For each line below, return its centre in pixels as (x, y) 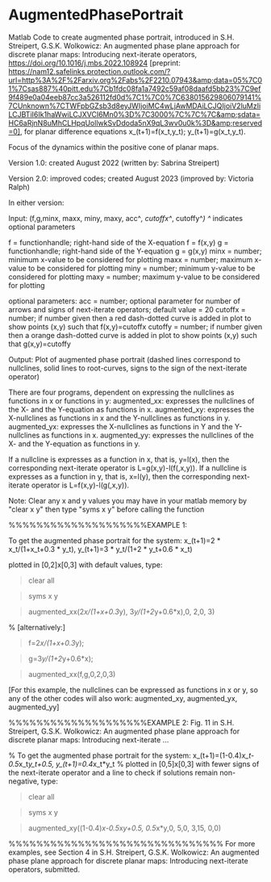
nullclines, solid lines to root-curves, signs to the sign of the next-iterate (128, 368)
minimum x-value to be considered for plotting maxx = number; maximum (131, 259)
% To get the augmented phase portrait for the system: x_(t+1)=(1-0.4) (125, 755)
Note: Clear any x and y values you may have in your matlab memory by (128, 500)
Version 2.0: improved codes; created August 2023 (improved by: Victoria (131, 178)
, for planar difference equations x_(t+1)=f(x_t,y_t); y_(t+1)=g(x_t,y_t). (133, 132)
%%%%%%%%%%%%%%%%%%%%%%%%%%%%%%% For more (132, 843)
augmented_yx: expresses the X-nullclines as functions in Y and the (121, 426)
